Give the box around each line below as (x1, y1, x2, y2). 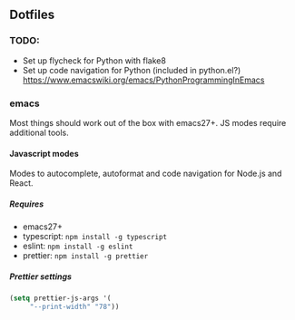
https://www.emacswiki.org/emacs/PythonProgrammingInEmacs (22, 74, 265, 85)
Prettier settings (9, 271, 73, 282)
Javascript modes (9, 148, 79, 159)
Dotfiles (9, 7, 55, 23)
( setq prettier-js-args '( (9, 294, 112, 303)
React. (9, 178, 34, 189)
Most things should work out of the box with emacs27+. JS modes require (9, 117, 287, 128)
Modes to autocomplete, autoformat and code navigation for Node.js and (9, 168, 282, 179)
